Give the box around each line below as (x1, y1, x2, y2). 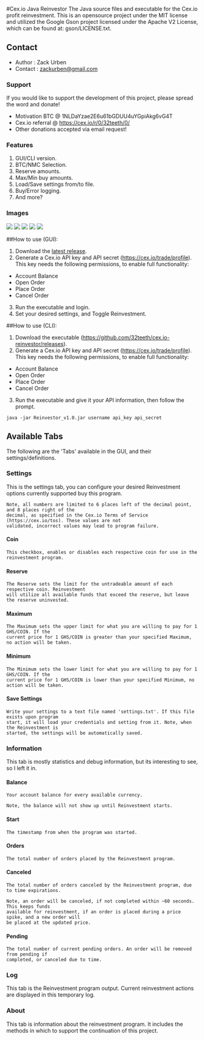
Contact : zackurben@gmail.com (15, 65, 98, 72)
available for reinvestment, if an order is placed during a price (6, 909, 181, 915)
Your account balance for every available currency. (6, 792, 143, 798)
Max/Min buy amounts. (15, 174, 73, 182)
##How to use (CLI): (6, 322, 57, 329)
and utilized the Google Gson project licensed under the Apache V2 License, (6, 18, 199, 25)
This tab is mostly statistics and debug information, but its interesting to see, (6, 758, 198, 765)
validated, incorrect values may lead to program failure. (6, 523, 160, 529)
